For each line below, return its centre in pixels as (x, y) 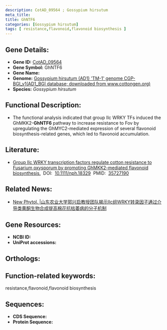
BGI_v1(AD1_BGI (29, 84)
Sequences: (25, 304)
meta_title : (18, 15)
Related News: (29, 189)
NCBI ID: (22, 237)
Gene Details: (27, 50)
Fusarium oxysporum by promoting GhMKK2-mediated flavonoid (80, 168)
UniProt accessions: (35, 243)
